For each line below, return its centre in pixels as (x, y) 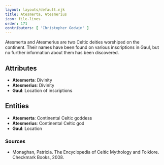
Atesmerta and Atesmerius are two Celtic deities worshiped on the (72, 42)
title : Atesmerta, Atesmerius (36, 14)
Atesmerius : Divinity (33, 85)
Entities (17, 106)
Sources (15, 141)
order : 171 (16, 23)
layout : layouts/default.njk (35, 10)
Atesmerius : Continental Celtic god (48, 123)
